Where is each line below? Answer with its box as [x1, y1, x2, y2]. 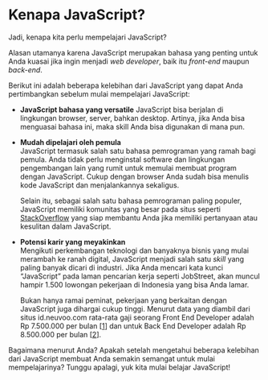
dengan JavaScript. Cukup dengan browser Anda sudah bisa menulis [19, 171, 250, 181]
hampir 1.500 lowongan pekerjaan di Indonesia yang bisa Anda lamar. [19, 279, 250, 289]
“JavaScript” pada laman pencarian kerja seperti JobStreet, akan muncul [19, 271, 261, 281]
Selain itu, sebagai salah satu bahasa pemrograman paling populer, [19, 196, 242, 205]
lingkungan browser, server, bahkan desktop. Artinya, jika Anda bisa [19, 113, 246, 122]
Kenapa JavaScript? [8, 6, 146, 24]
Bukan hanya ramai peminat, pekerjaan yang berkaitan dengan [19, 295, 227, 305]
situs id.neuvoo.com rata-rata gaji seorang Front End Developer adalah [19, 312, 254, 322]
